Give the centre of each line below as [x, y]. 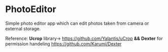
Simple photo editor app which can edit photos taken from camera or [77, 23]
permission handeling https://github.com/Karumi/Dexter [64, 43]
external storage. [23, 28]
